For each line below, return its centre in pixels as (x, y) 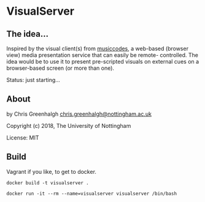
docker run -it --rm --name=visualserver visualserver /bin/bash (91, 193)
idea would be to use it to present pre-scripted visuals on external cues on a (103, 62)
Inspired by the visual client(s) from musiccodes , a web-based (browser (98, 48)
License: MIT (23, 137)
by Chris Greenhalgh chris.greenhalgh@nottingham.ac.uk (79, 114)
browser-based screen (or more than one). (60, 68)
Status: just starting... (33, 80)
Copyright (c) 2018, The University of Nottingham (69, 125)
